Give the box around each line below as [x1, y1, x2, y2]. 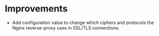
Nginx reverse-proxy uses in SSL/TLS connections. [12, 24, 120, 30]
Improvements [5, 3, 68, 14]
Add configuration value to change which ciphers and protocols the [12, 19, 154, 25]
